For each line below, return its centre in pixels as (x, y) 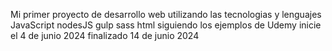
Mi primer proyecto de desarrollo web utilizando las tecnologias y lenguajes (166, 14)
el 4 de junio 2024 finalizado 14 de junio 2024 (105, 35)
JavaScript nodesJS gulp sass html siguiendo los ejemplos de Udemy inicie (166, 25)
